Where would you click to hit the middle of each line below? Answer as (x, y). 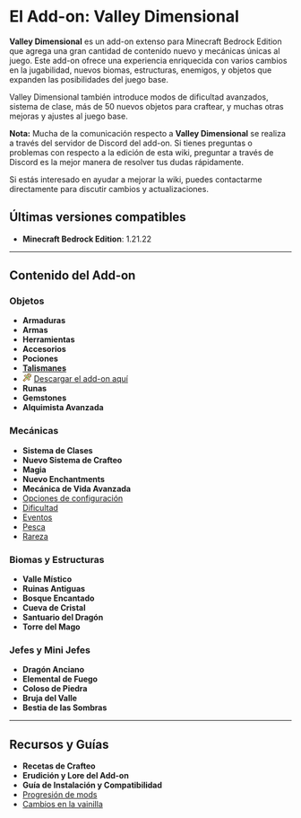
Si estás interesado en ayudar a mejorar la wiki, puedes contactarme (136, 179)
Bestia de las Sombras (64, 708)
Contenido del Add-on (73, 276)
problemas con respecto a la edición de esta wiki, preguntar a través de (142, 152)
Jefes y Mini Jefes (50, 650)
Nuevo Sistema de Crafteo (72, 460)
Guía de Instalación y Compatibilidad (92, 785)
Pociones (40, 359)
